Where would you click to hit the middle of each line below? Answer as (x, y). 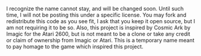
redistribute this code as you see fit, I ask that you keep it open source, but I (101, 21)
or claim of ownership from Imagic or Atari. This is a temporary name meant (101, 40)
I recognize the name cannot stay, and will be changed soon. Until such (95, 9)
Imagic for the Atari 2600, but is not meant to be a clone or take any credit (98, 34)
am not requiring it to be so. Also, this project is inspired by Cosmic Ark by (98, 27)
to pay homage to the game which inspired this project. (75, 46)
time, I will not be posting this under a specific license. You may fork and (96, 15)
